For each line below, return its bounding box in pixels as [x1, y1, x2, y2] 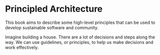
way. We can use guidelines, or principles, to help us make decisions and [5, 39, 154, 45]
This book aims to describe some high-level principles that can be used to [5, 19, 156, 25]
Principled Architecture [5, 3, 103, 15]
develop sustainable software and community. [5, 24, 99, 30]
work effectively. [5, 44, 39, 50]
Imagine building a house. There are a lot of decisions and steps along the [5, 34, 156, 40]
